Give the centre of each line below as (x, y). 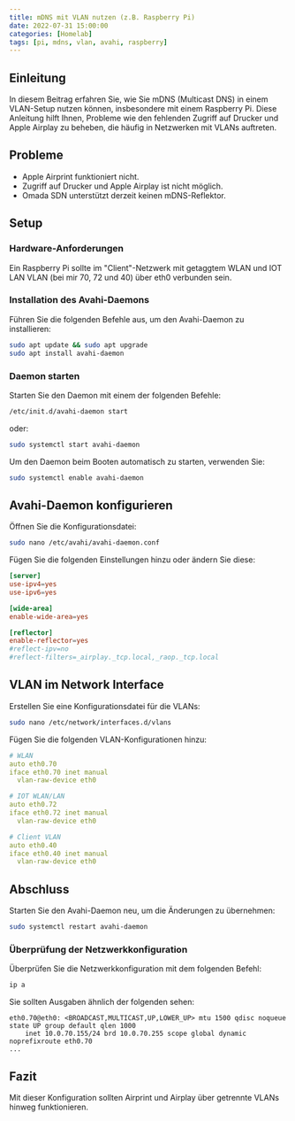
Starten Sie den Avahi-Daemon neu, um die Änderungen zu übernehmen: (142, 911)
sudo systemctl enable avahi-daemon (76, 478)
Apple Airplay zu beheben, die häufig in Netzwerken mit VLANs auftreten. (143, 128)
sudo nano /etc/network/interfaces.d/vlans (91, 723)
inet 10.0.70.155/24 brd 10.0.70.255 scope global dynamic (136, 1034)
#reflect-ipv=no (39, 649)
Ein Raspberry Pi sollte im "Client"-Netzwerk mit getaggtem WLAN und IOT (146, 267)
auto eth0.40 (33, 845)
